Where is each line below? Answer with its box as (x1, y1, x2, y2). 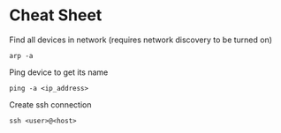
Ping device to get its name (9, 67, 109, 78)
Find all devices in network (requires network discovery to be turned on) (9, 34, 272, 45)
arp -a (9, 51, 34, 60)
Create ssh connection (9, 99, 92, 110)
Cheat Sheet (9, 5, 103, 26)
